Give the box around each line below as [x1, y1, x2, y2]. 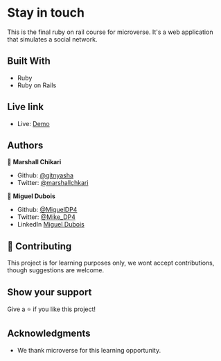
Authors [7, 139, 44, 151]
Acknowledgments [7, 328, 91, 340]
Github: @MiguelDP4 [17, 206, 78, 214]
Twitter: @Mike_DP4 [17, 213, 76, 221]
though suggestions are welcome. [7, 266, 105, 274]
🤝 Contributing [7, 240, 72, 252]
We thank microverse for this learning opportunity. [17, 346, 161, 354]
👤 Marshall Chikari [7, 158, 62, 166]
